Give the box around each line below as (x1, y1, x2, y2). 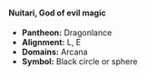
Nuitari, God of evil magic (8, 7, 106, 18)
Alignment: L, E (21, 37, 82, 48)
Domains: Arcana (21, 46, 88, 58)
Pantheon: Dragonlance (21, 27, 113, 38)
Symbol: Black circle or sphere (21, 56, 138, 67)
